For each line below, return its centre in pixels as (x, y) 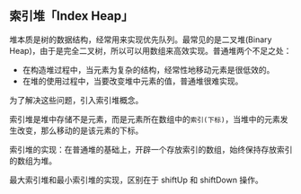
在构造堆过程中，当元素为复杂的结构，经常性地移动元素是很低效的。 (148, 69)
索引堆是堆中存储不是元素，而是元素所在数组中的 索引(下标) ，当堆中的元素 (145, 119)
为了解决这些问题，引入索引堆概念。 (76, 100)
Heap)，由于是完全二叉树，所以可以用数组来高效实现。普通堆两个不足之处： (150, 50)
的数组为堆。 (33, 161)
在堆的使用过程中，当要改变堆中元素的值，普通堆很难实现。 (133, 81)
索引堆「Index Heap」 (71, 16)
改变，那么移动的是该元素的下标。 (80, 130)
